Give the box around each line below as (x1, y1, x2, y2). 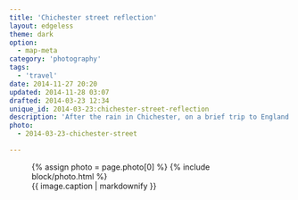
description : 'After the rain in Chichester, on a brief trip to (9, 112, 257, 121)
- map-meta (17, 46, 58, 55)
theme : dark (9, 29, 54, 38)
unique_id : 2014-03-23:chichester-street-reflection (9, 104, 210, 113)
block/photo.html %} (31, 171, 108, 181)
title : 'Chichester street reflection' (9, 12, 158, 22)
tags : (9, 63, 29, 72)
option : (9, 37, 38, 47)
